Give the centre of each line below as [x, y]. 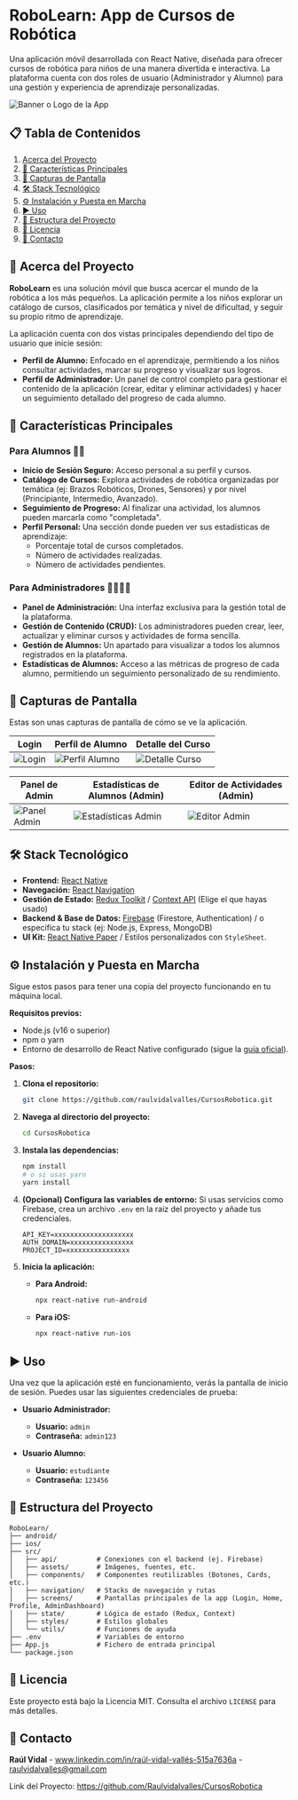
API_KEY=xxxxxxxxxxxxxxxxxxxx [78, 1235]
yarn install [46, 1183]
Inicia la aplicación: [59, 1267]
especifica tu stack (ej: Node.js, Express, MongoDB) [117, 928]
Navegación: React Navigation [78, 890]
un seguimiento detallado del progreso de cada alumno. [124, 398]
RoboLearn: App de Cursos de [122, 16]
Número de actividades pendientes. [100, 565]
